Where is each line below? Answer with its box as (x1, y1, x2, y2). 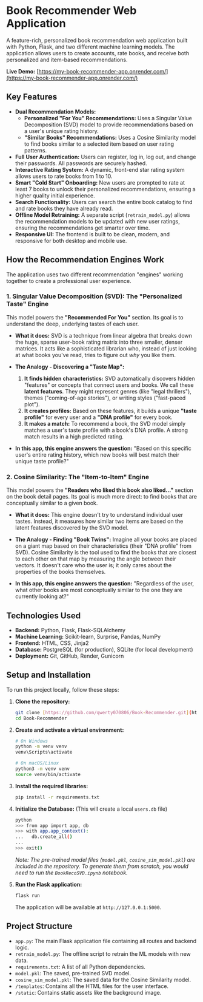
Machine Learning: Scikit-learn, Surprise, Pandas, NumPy (15, 633, 161, 640)
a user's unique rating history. (24, 127, 99, 134)
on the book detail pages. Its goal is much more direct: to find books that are (6, 493, 198, 500)
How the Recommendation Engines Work (6, 254, 165, 265)
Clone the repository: (15, 698, 70, 705)
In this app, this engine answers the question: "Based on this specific (15, 445, 192, 452)
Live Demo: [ (6, 67, 39, 75)
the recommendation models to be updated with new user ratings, (15, 217, 180, 225)
